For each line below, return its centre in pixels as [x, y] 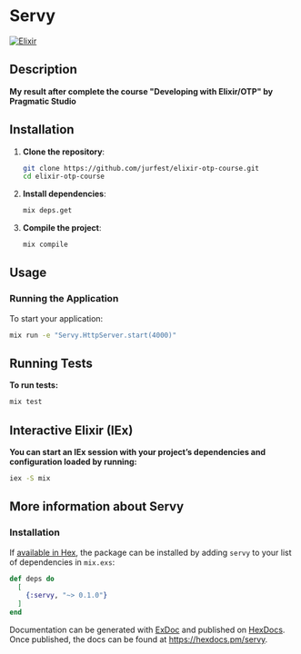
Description [43, 69]
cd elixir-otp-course [63, 177]
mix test [26, 402]
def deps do [32, 579]
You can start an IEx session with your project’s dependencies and [138, 452]
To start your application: [56, 318]
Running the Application [64, 299]
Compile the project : [62, 228]
